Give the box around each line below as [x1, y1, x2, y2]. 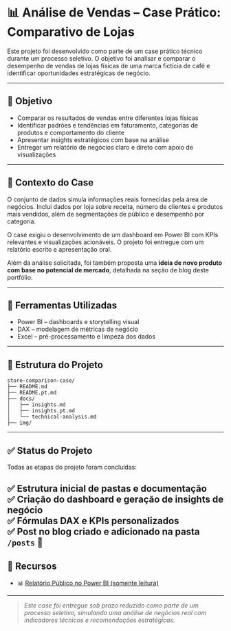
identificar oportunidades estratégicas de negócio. [7, 69, 151, 77]
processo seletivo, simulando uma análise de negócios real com [23, 609, 207, 617]
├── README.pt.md [7, 390, 57, 397]
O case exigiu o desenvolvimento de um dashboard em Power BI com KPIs [7, 230, 219, 239]
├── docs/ [7, 395, 36, 403]
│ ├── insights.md [7, 401, 67, 408]
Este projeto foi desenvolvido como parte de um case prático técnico [7, 47, 203, 55]
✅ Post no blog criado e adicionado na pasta [7, 526, 200, 538]
